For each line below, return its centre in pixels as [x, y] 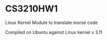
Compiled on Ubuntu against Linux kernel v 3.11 [54, 32]
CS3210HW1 [31, 9]
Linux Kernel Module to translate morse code [51, 22]
